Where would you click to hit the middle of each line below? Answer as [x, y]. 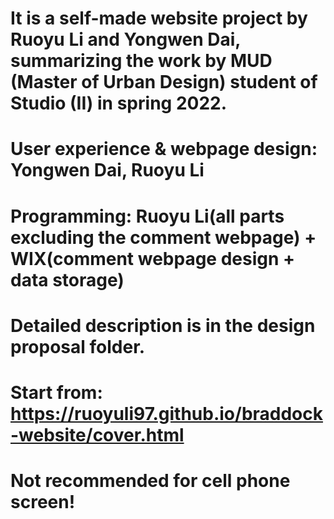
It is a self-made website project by [159, 18]
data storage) [67, 279]
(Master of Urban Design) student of [164, 82]
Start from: [56, 392]
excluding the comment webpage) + [163, 237]
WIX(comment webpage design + [153, 258]
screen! [43, 502]
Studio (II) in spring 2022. [119, 103]
